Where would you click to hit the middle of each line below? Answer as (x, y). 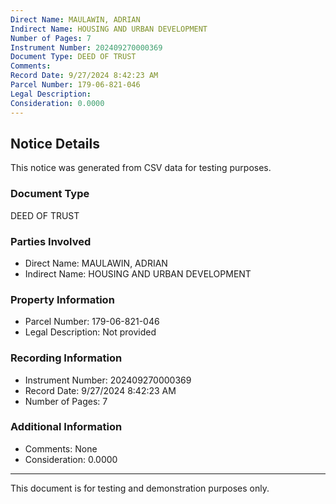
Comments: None (61, 448)
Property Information (62, 299)
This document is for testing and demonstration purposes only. (140, 488)
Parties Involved (51, 241)
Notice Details (55, 143)
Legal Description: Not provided (90, 332)
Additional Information (66, 427)
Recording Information (66, 358)
